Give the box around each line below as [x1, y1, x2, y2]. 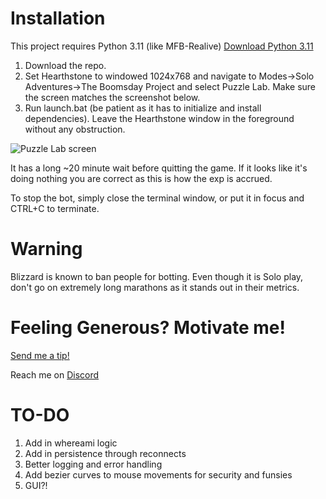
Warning [10, 238, 83, 261]
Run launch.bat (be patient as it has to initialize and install [24, 102, 262, 114]
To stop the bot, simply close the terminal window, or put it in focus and [10, 192, 305, 204]
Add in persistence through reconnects [24, 447, 187, 459]
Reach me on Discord [10, 368, 100, 381]
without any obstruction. [24, 123, 126, 135]
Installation [10, 7, 106, 30]
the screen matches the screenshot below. [24, 91, 201, 103]
